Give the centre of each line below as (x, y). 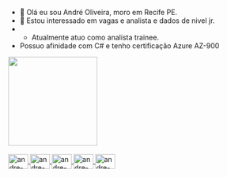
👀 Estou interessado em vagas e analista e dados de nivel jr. (117, 21)
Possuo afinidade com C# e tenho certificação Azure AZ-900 (119, 46)
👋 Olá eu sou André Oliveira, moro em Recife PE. (98, 12)
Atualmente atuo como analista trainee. (95, 37)
